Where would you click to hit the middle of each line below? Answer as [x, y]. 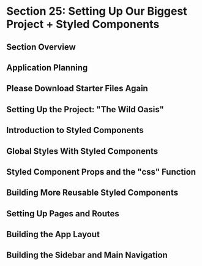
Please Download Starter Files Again [77, 89]
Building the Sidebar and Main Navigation [87, 255]
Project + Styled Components [83, 24]
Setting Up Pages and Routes [63, 214]
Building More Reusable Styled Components [92, 193]
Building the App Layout [53, 234]
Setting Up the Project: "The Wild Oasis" [85, 109]
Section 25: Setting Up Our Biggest [97, 11]
